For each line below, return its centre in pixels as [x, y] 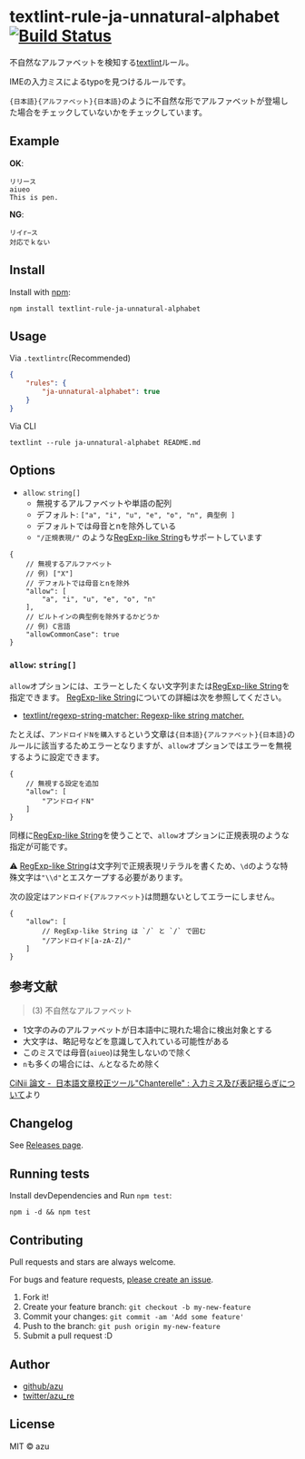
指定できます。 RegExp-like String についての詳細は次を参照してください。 [148, 697]
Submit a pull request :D [68, 1336]
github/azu [43, 1385]
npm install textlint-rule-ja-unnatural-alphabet [105, 309]
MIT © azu [30, 1446]
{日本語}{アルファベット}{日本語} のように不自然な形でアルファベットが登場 [145, 101]
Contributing [46, 1240]
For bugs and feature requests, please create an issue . [112, 1280]
